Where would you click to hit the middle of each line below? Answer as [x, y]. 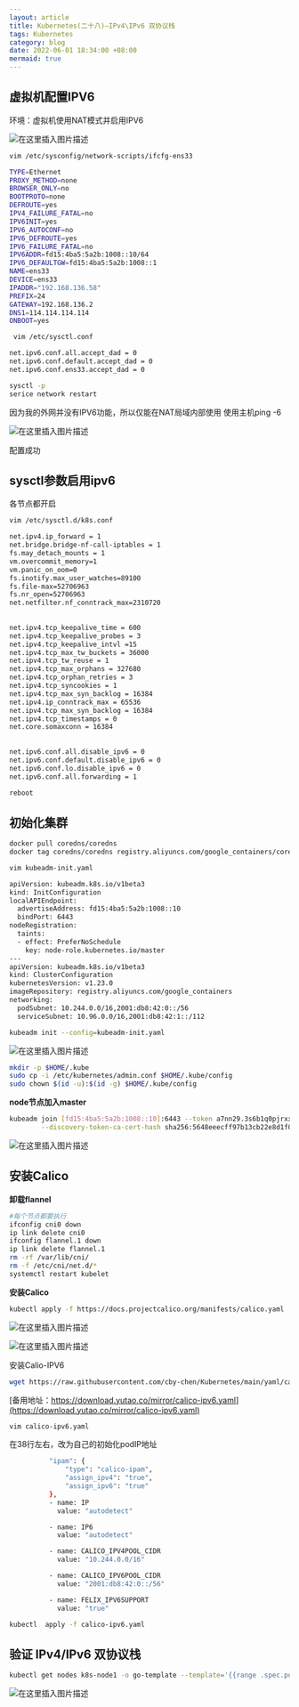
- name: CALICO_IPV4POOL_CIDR [105, 1551]
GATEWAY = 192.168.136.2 [51, 304]
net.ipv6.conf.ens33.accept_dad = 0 [77, 369]
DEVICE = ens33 [33, 280]
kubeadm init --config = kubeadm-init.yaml [87, 1032]
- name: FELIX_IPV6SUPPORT [99, 1600]
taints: [32, 934]
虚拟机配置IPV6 [52, 97]
